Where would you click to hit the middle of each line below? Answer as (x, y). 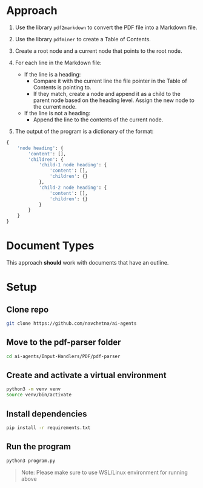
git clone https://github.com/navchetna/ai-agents (72, 324)
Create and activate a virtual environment (86, 375)
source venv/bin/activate (39, 395)
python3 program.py (31, 461)
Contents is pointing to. (62, 87)
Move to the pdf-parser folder (64, 343)
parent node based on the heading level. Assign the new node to (114, 100)
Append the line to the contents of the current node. (98, 120)
